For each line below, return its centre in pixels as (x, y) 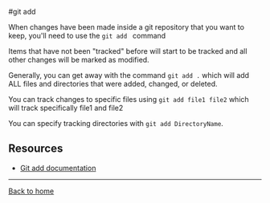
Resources (36, 149)
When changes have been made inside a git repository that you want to (127, 27)
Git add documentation (58, 168)
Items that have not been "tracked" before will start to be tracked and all (128, 51)
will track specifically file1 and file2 (66, 108)
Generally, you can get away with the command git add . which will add (129, 75)
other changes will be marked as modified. (79, 60)
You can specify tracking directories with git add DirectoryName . (116, 123)
